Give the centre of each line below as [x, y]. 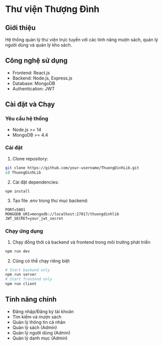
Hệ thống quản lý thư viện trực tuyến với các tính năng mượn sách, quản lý [82, 39]
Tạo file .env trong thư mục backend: [50, 200]
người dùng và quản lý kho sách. [39, 45]
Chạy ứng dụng [24, 231]
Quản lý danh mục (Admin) [40, 338]
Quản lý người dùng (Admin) [41, 332]
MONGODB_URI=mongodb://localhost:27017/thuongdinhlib [62, 214]
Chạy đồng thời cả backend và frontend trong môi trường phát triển [81, 242]
